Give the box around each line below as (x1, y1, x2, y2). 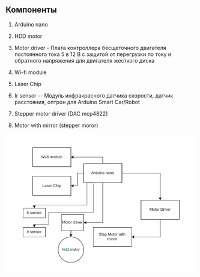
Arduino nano (14, 20, 49, 28)
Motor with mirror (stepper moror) (14, 122, 98, 129)
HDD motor (14, 33, 43, 40)
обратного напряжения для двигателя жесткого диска (14, 57, 155, 64)
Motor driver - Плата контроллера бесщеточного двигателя (14, 44, 166, 51)
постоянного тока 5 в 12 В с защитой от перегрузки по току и (14, 51, 172, 58)
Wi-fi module (14, 69, 47, 76)
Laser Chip (14, 80, 41, 87)
